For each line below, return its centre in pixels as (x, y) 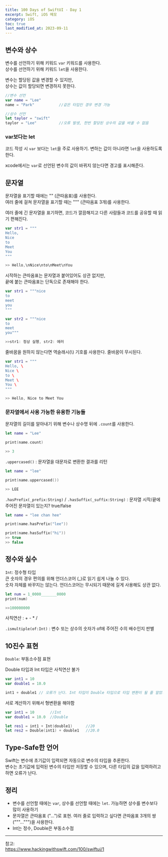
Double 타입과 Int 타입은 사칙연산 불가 (42, 669)
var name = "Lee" (23, 100)
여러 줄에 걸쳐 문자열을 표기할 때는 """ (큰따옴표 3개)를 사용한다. (68, 202)
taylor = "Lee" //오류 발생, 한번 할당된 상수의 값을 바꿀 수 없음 (77, 123)
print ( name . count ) (24, 442)
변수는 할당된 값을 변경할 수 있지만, (39, 79)
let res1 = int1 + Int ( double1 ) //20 (50, 726)
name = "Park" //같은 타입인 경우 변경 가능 (58, 105)
